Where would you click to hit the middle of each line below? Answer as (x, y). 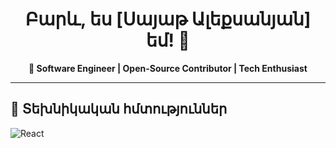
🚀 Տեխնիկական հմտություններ (119, 109)
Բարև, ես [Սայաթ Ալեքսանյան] (168, 19)
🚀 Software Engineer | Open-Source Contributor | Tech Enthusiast (168, 68)
